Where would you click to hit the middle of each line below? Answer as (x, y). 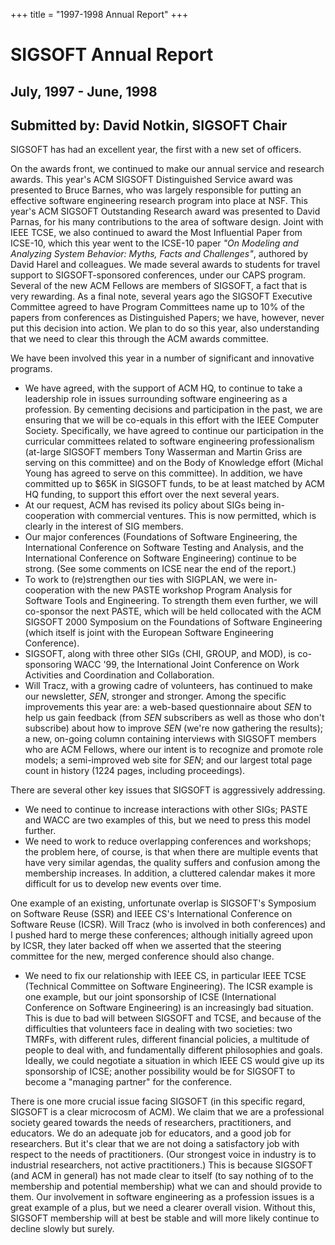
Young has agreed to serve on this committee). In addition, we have (163, 473)
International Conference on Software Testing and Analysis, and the (164, 548)
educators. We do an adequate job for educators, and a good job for (151, 1133)
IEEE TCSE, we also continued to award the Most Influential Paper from (156, 233)
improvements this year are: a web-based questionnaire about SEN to (168, 707)
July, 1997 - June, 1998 (84, 91)
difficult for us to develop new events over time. (123, 884)
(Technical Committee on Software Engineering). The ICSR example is (168, 986)
